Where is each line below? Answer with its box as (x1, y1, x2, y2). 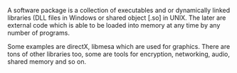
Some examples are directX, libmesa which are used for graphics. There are (7, 43, 231, 50)
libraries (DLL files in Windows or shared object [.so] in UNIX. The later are (7, 13, 226, 22)
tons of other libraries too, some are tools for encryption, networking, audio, (7, 50, 230, 58)
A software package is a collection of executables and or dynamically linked (7, 6, 230, 14)
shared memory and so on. (7, 57, 87, 66)
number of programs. (7, 28, 70, 37)
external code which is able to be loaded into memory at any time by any (7, 21, 221, 29)
